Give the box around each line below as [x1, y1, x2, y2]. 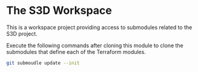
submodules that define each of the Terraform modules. [6, 48, 147, 55]
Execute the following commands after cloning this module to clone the [6, 42, 183, 49]
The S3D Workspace [6, 4, 112, 18]
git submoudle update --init [6, 60, 80, 66]
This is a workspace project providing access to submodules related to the [6, 24, 193, 31]
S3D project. [6, 30, 38, 37]
